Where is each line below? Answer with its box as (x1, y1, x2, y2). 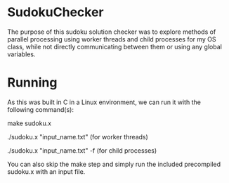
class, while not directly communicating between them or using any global (7, 42, 223, 51)
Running (7, 75, 58, 91)
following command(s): (7, 105, 74, 113)
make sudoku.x (7, 119, 51, 127)
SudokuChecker (7, 4, 104, 20)
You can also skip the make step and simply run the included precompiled (7, 160, 221, 168)
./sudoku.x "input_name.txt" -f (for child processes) (7, 146, 157, 155)
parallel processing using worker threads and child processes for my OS (7, 34, 216, 43)
